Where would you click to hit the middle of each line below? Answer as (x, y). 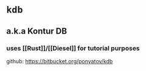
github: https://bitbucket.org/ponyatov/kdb (60, 61)
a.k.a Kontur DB (37, 31)
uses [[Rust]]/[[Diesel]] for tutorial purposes (73, 48)
